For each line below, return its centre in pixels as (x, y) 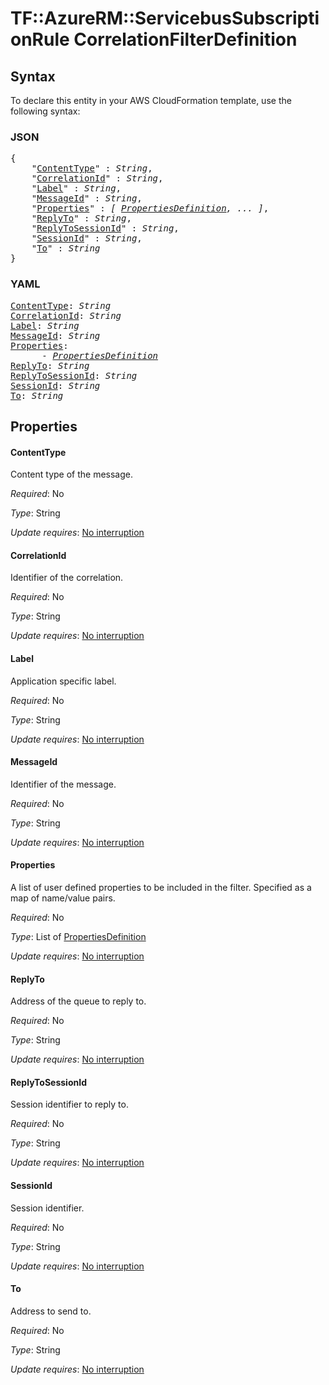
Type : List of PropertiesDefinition (78, 936)
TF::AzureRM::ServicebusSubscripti (165, 18)
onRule (40, 39)
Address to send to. (51, 1311)
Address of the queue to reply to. (78, 1001)
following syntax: (45, 111)
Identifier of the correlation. (67, 578)
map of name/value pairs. (63, 898)
